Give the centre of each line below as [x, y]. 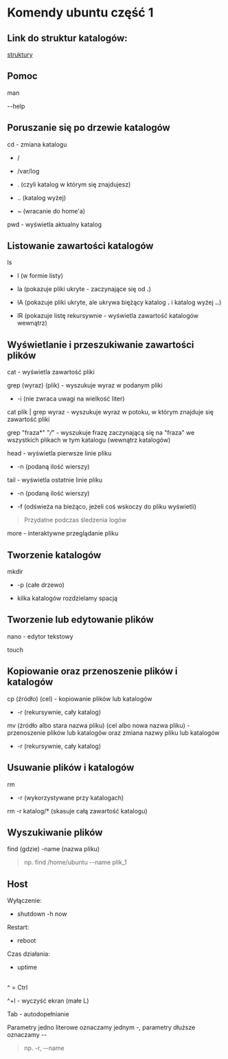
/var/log [28, 171]
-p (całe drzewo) [41, 585]
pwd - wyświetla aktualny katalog [54, 224]
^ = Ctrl [18, 987]
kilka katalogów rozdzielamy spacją [67, 598]
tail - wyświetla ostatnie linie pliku [55, 480]
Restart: [18, 928]
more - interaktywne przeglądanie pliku [63, 533]
